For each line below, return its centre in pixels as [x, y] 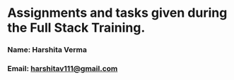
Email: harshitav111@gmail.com [63, 69]
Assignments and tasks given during [117, 13]
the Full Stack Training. [76, 28]
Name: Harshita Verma [47, 50]
